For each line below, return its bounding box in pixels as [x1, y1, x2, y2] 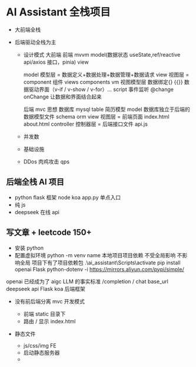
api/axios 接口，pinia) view [23, 58, 89, 65]
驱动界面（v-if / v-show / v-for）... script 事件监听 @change [28, 86, 174, 93]
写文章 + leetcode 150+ [6, 228, 92, 238]
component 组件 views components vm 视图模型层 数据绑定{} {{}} [23, 78, 184, 86]
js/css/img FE [23, 342, 57, 349]
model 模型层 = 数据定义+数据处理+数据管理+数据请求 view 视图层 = [23, 71, 190, 78]
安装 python [14, 244, 44, 251]
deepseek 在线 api [14, 208, 60, 215]
